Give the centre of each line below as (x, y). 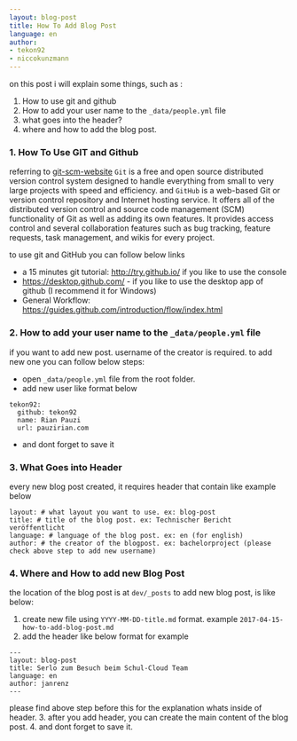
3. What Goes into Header (66, 467)
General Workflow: (56, 300)
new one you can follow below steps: (77, 361)
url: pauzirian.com (53, 428)
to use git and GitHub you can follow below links (97, 255)
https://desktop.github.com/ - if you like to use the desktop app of (143, 281)
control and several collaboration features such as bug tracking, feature (140, 228)
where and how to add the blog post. (89, 129)
